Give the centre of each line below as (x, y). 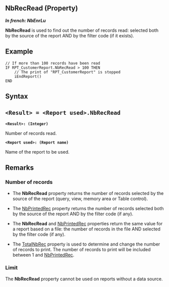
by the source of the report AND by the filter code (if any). (73, 214)
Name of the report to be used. (37, 152)
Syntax (17, 96)
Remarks (20, 168)
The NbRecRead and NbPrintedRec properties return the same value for (88, 223)
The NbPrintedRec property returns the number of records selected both (88, 208)
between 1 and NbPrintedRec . (43, 255)
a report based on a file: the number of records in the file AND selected (86, 229)
